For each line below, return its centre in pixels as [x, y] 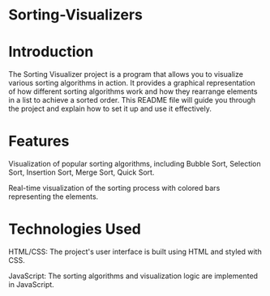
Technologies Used [75, 229]
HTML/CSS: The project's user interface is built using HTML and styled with [135, 252]
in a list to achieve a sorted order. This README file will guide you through [132, 100]
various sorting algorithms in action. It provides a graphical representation [132, 83]
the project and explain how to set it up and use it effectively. [110, 109]
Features [39, 141]
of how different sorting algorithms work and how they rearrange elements [133, 91]
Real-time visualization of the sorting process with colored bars [114, 188]
